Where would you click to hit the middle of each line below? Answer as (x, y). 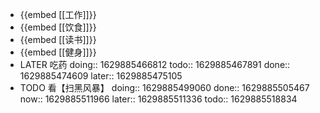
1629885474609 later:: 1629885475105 (101, 76)
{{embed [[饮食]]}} (58, 27)
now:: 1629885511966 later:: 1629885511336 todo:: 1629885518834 (158, 99)
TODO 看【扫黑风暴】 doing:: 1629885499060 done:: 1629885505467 (164, 87)
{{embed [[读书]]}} (58, 39)
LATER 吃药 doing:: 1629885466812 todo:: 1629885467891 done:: (155, 64)
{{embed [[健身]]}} (58, 52)
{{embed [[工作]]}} (58, 14)
